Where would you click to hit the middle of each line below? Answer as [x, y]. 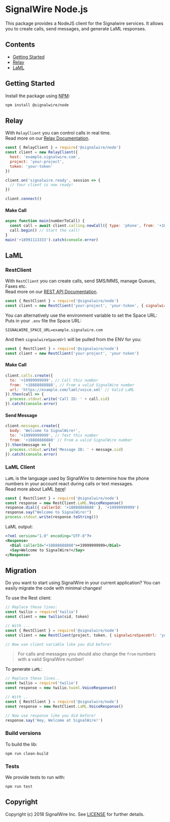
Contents [20, 45]
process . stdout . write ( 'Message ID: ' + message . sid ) [67, 449]
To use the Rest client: [28, 598]
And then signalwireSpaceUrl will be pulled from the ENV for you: [73, 340]
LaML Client [20, 467]
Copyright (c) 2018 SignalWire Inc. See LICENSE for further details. [75, 814]
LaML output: [19, 527]
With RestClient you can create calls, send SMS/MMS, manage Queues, [80, 281]
